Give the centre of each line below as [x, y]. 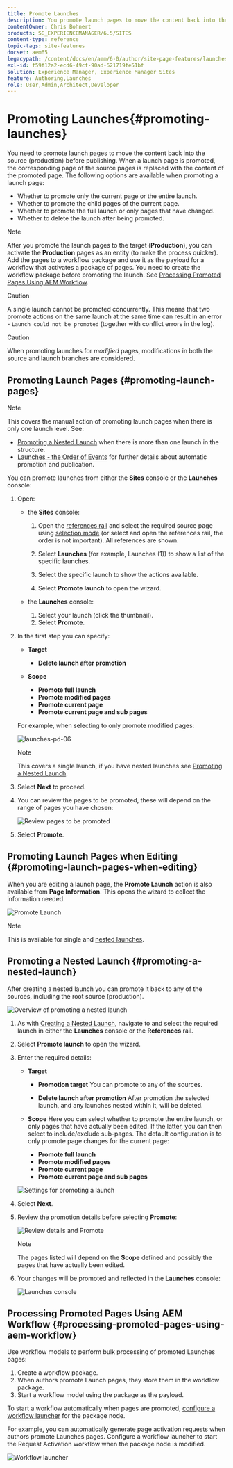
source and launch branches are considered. [71, 358]
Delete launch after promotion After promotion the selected [124, 1098]
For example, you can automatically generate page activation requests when [116, 1429]
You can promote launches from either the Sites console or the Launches [112, 478]
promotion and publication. [56, 464]
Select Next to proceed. [51, 787]
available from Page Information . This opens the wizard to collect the [106, 892]
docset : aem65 [28, 53]
